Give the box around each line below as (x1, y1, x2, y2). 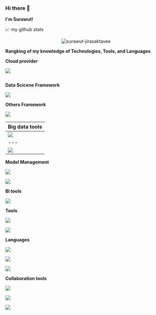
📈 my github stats (5, 27, 44, 33)
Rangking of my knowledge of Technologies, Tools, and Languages (5, 48, 151, 54)
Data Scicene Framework (5, 82, 60, 88)
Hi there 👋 (5, 5, 31, 12)
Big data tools (8, 123, 42, 130)
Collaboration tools (5, 276, 47, 282)
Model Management (5, 159, 50, 165)
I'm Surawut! (5, 16, 33, 22)
